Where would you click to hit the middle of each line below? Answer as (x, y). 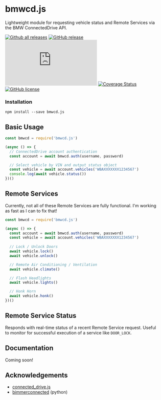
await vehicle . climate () (35, 269)
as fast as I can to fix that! (31, 211)
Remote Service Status (41, 316)
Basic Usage (24, 127)
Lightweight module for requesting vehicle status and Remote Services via (80, 22)
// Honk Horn (23, 291)
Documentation (29, 348)
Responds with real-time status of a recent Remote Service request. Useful (81, 327)
